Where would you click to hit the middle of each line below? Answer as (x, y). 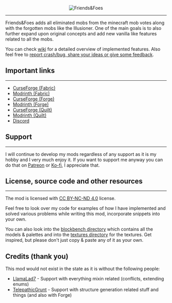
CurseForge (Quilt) (32, 110)
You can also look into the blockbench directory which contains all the (79, 229)
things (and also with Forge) (42, 295)
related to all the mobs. (29, 39)
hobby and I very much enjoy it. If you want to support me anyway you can (84, 159)
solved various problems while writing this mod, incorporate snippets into (83, 214)
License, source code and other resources (74, 181)
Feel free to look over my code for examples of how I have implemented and (85, 208)
